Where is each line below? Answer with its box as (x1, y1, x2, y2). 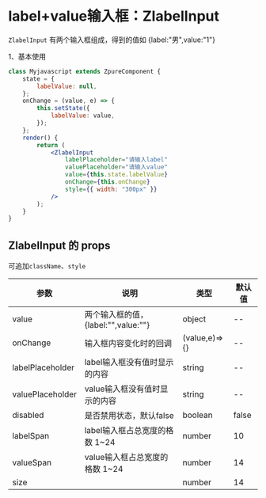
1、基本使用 (8, 51, 46, 61)
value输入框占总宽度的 (84, 452, 169, 463)
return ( (36, 141, 66, 149)
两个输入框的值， (84, 310, 149, 321)
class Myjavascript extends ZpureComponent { (8, 67, 161, 75)
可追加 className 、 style (8, 261, 86, 271)
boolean (182, 409, 213, 420)
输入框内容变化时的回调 (84, 338, 173, 349)
